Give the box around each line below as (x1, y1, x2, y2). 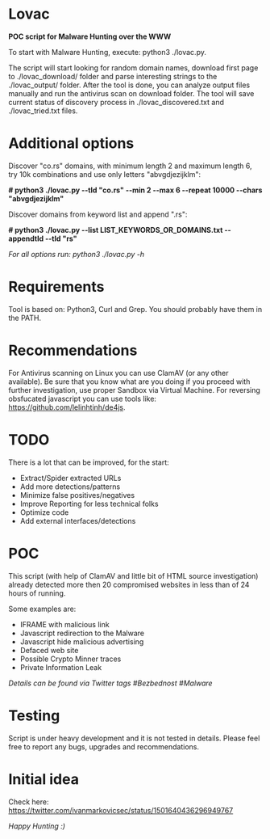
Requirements (8, 278, 105, 296)
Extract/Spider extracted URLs (19, 473, 122, 483)
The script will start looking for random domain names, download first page (8, 62, 259, 73)
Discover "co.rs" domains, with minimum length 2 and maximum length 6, (8, 161, 252, 171)
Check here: (8, 797, 49, 807)
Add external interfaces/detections (19, 516, 136, 525)
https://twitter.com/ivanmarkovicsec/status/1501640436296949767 (8, 805, 234, 815)
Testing (8, 706, 60, 724)
